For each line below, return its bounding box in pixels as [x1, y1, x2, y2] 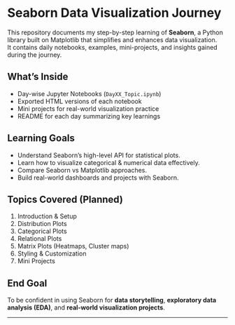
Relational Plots [17, 234, 62, 243]
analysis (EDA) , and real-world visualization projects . [7, 303, 166, 312]
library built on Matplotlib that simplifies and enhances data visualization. [7, 35, 218, 44]
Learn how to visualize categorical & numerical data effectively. [17, 158, 201, 166]
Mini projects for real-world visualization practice [17, 104, 159, 113]
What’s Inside [7, 71, 69, 83]
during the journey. [7, 51, 62, 59]
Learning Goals [7, 132, 76, 145]
